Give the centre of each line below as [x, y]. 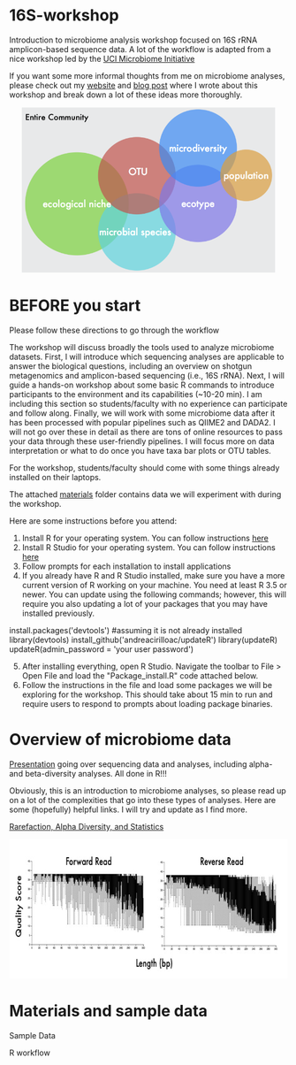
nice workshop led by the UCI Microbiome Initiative [102, 58]
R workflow [30, 1053]
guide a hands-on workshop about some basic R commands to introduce [142, 385]
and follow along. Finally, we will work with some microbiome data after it [142, 413]
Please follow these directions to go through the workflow [114, 330]
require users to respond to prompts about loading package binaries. [147, 703]
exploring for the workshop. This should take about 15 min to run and [147, 694]
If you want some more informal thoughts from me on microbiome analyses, [147, 75]
